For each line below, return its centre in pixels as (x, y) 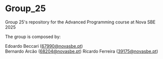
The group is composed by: (33, 37)
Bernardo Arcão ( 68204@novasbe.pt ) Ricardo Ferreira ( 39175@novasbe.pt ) (82, 51)
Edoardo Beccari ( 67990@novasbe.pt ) (44, 46)
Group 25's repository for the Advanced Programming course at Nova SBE (80, 22)
